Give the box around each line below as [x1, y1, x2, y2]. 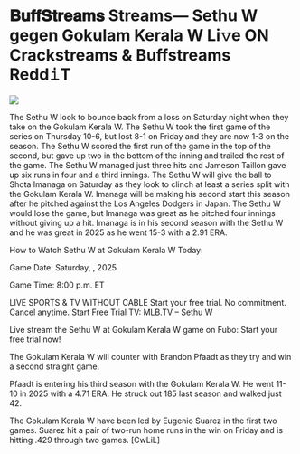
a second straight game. [9, 361, 100, 372]
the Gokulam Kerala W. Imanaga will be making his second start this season [9, 188, 291, 199]
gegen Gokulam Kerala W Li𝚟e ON [9, 25, 269, 46]
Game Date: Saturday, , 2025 [9, 261, 117, 272]
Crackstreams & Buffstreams [9, 45, 231, 66]
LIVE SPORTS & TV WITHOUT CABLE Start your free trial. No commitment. [9, 297, 287, 307]
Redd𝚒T [9, 64, 71, 85]
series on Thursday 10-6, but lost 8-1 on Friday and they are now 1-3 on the [9, 130, 290, 141]
